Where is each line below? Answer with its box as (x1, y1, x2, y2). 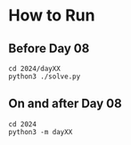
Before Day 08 (8, 41, 90, 56)
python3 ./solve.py (8, 72, 81, 81)
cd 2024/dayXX (8, 64, 61, 73)
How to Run (8, 5, 95, 26)
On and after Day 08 (8, 96, 122, 111)
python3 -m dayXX (8, 127, 73, 136)
